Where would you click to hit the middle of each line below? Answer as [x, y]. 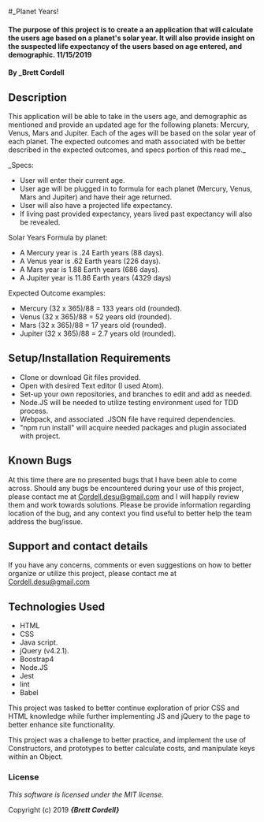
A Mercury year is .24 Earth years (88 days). [91, 253]
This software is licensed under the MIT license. [86, 794]
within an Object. [35, 757]
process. [34, 411]
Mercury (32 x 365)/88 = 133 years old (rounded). [101, 308]
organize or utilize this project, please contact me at [93, 574]
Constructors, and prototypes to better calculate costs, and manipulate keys [132, 749]
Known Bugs [40, 461]
